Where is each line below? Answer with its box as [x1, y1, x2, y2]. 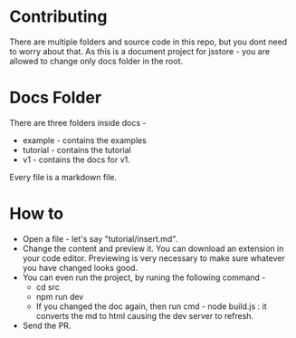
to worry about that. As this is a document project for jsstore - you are [9, 45, 270, 56]
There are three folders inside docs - [9, 117, 147, 128]
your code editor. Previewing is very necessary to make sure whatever [22, 252, 285, 264]
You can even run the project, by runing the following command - [22, 272, 266, 283]
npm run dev [35, 291, 84, 302]
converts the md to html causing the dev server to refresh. [35, 310, 254, 321]
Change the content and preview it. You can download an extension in [22, 243, 284, 254]
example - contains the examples [22, 134, 148, 146]
